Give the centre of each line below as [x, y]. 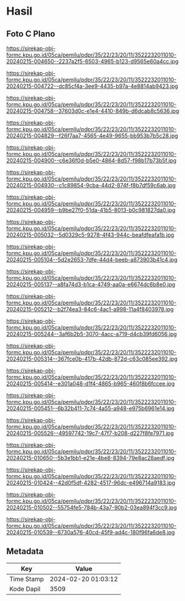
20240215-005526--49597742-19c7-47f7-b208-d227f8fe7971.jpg [90, 433]
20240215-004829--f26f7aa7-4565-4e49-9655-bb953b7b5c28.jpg [92, 136]
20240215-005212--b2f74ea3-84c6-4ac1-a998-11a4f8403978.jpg [90, 309]
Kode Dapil [25, 589]
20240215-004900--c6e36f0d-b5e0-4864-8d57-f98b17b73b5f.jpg [91, 160]
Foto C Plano [31, 34]
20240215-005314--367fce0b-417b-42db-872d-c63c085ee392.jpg [92, 359]
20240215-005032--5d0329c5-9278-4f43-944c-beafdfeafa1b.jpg [90, 235]
